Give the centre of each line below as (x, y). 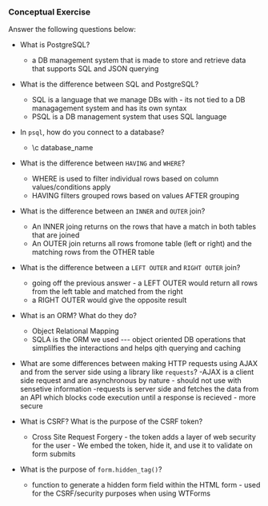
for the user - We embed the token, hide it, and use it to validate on (142, 445)
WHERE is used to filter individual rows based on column (125, 179)
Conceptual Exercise (50, 12)
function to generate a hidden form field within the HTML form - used (146, 485)
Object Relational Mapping (75, 331)
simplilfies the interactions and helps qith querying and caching (136, 348)
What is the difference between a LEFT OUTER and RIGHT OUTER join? (130, 268)
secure (31, 406)
